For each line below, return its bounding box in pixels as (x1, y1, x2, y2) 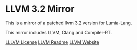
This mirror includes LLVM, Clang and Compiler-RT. (5, 29, 112, 35)
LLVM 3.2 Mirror (5, 3, 75, 15)
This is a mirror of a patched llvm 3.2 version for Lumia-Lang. (5, 20, 132, 26)
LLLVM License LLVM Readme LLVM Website (5, 39, 99, 45)
